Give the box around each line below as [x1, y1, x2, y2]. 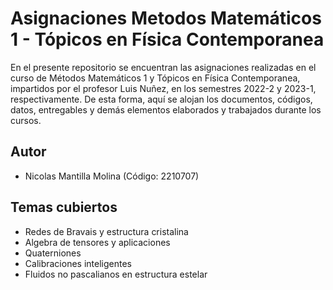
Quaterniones [24, 247, 82, 259]
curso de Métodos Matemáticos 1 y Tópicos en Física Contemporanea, [10, 72, 301, 84]
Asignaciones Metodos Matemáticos [10, 7, 322, 30]
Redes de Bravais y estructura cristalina [24, 225, 189, 237]
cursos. [10, 114, 42, 126]
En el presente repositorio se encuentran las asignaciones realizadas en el [10, 61, 317, 73]
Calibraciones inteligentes [24, 257, 132, 269]
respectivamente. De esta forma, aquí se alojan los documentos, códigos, [10, 93, 313, 105]
